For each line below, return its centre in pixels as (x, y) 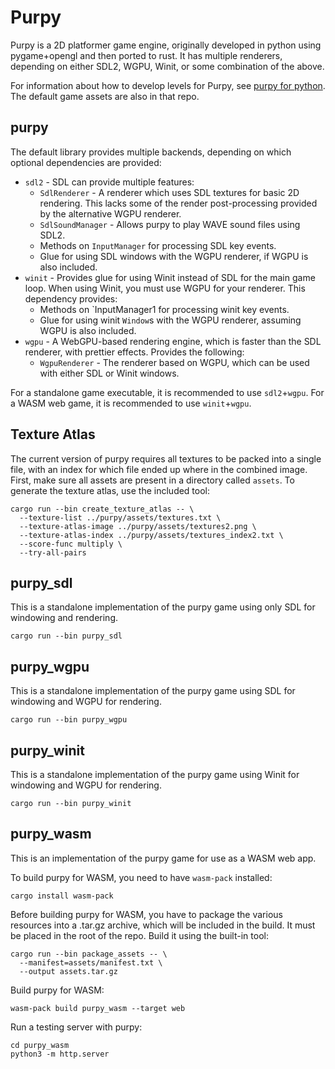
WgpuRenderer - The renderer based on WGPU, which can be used (174, 362)
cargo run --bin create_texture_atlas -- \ (102, 509)
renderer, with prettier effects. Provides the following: (134, 352)
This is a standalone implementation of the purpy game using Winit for (155, 774)
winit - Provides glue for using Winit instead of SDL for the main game (170, 277)
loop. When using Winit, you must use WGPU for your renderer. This (165, 288)
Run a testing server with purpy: (76, 1027)
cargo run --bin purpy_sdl (66, 636)
